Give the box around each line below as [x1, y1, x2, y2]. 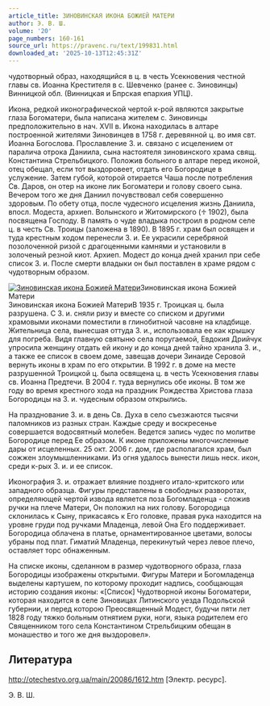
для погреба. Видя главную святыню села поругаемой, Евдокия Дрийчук [8, 334, 262, 344]
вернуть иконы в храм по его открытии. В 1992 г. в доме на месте [8, 360, 236, 370]
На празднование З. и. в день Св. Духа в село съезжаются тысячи [8, 410, 239, 420]
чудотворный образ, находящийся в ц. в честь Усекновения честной [8, 72, 246, 81]
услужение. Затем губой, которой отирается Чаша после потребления [8, 173, 253, 182]
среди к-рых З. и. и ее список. [8, 462, 113, 470]
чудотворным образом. [8, 267, 90, 277]
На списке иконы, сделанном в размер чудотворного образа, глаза [8, 562, 242, 570]
